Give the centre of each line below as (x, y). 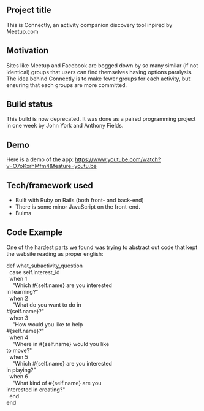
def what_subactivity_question (44, 266)
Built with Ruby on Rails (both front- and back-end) (79, 200)
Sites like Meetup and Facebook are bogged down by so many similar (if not (102, 65)
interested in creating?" (36, 390)
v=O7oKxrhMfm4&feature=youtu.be (51, 166)
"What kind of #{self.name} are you (57, 383)
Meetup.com (22, 31)
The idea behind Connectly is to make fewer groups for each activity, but (98, 79)
